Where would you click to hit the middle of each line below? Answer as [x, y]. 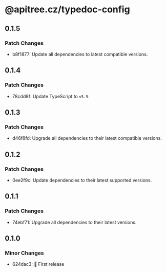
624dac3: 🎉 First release [38, 264]
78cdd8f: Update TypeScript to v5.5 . [51, 96]
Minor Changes [24, 253]
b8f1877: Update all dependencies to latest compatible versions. [80, 54]
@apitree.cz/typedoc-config [67, 10]
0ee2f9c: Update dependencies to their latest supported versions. [82, 180]
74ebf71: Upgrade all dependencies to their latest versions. [74, 222]
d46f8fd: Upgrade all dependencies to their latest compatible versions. [87, 138]
